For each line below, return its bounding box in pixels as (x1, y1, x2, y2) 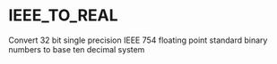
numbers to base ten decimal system (8, 44, 145, 54)
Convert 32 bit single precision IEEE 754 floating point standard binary (8, 35, 268, 45)
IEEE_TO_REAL (8, 5, 118, 26)
